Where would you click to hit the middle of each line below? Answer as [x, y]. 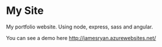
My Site [25, 11]
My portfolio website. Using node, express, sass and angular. [80, 27]
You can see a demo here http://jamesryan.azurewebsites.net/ [81, 38]
